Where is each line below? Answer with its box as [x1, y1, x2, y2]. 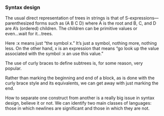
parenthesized [5, 20, 34, 26]
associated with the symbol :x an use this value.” [5, 51, 104, 57]
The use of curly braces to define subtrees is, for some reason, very [5, 60, 143, 66]
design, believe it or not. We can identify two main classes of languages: [5, 100, 152, 106]
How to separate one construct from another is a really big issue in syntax [5, 95, 155, 101]
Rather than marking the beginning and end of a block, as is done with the [5, 75, 155, 81]
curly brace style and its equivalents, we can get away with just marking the [5, 80, 159, 86]
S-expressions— [125, 15, 159, 21]
